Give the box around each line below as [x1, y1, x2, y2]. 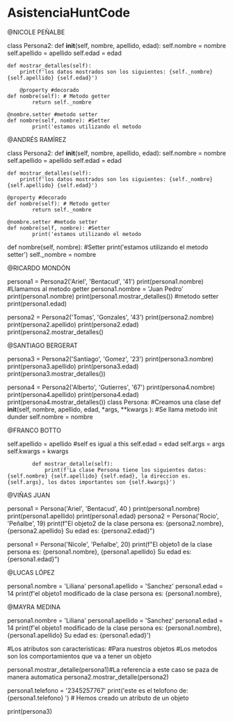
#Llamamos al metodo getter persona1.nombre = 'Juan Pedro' [7, 284, 184, 293]
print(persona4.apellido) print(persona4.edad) [7, 390, 139, 398]
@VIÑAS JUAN [7, 491, 51, 499]
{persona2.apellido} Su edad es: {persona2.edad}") [7, 526, 155, 535]
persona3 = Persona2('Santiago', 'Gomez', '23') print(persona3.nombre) [7, 354, 214, 363]
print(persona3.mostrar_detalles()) [7, 369, 106, 377]
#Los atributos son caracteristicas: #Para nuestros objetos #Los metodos [7, 644, 218, 652]
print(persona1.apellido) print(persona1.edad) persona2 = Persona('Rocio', [7, 512, 219, 520]
